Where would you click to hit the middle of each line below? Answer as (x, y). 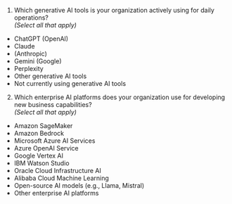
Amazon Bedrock (39, 133)
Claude (24, 46)
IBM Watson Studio (41, 163)
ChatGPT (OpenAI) (41, 39)
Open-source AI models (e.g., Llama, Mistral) (79, 185)
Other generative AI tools (50, 76)
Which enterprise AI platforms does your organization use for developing (120, 97)
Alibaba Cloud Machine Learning (61, 178)
